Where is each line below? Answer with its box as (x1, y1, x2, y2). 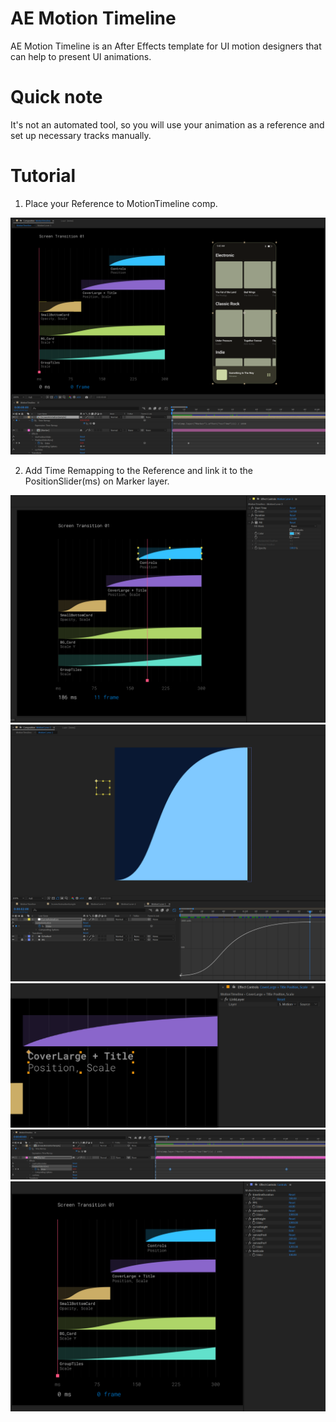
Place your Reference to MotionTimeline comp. (24, 197, 218, 209)
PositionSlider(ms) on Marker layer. (24, 475, 170, 487)
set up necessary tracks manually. (10, 129, 152, 141)
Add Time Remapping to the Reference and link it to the (24, 464, 253, 476)
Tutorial (10, 165, 77, 187)
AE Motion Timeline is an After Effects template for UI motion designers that (10, 40, 322, 52)
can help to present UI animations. (10, 50, 152, 62)
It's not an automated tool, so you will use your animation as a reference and (10, 118, 325, 131)
